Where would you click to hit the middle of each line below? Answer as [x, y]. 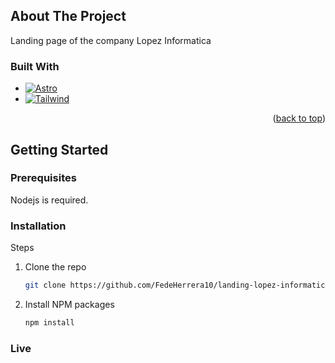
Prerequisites [43, 178]
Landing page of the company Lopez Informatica [111, 40]
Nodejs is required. [49, 200]
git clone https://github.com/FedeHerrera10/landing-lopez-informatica [177, 285]
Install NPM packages [69, 304]
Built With [35, 66]
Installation [38, 226]
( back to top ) [299, 118]
